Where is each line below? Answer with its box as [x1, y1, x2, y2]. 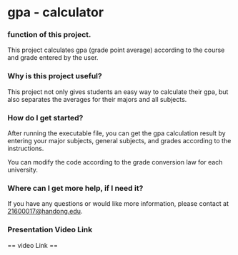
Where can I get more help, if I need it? [7, 183, 144, 193]
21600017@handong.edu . [7, 207, 83, 216]
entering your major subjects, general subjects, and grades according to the [7, 137, 232, 145]
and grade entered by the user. [7, 53, 99, 62]
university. [7, 165, 38, 175]
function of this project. [7, 30, 91, 40]
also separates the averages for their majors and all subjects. [7, 95, 187, 103]
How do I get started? [7, 113, 84, 123]
